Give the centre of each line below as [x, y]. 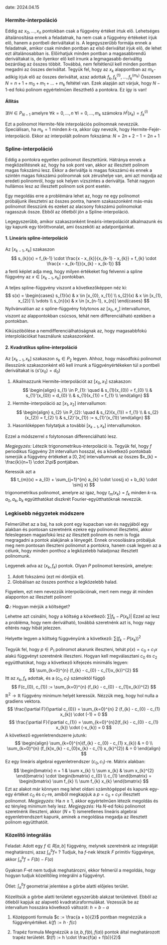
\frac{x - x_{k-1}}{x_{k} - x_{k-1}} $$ [84, 263]
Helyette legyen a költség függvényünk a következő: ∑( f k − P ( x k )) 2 [73, 639]
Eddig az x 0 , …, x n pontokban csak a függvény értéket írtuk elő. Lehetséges [83, 32]
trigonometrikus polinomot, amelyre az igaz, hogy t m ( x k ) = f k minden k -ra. [82, 493]
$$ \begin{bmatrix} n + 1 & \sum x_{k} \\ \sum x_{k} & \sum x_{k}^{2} [84, 770]
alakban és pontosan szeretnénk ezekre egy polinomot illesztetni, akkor [79, 529]
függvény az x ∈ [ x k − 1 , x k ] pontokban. [45, 277]
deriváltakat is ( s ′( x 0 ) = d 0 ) [33, 371]
